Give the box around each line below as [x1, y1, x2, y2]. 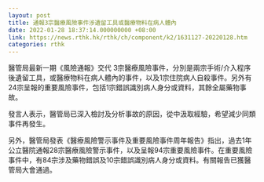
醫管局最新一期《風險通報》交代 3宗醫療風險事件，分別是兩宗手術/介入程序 [8, 64, 251, 73]
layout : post [8, 11, 51, 20]
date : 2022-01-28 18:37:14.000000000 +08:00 [8, 26, 156, 34]
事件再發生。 [8, 119, 49, 129]
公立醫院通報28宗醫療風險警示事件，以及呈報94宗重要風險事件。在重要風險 [8, 146, 253, 155]
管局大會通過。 [8, 166, 57, 175]
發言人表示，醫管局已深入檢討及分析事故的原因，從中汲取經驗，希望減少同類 [8, 109, 256, 118]
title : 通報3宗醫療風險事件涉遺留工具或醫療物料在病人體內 [8, 19, 177, 27]
